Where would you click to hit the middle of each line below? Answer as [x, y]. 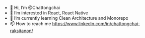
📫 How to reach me [30, 24]
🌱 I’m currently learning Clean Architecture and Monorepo [69, 18]
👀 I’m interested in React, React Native [49, 13]
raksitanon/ [21, 31]
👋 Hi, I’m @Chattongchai [35, 8]
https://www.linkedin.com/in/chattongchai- [96, 24]
